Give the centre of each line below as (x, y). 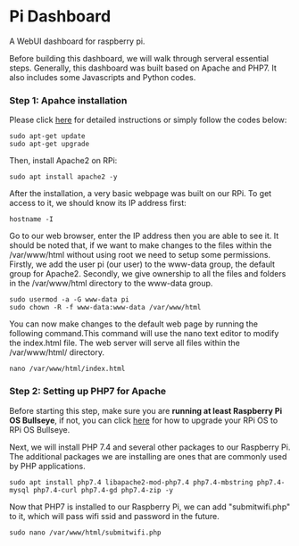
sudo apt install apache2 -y (63, 177)
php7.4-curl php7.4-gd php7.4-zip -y (103, 490)
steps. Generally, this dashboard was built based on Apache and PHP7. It (143, 68)
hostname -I (31, 219)
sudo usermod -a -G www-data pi (69, 300)
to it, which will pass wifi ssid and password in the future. (115, 516)
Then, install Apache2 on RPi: (63, 161)
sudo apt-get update (48, 136)
